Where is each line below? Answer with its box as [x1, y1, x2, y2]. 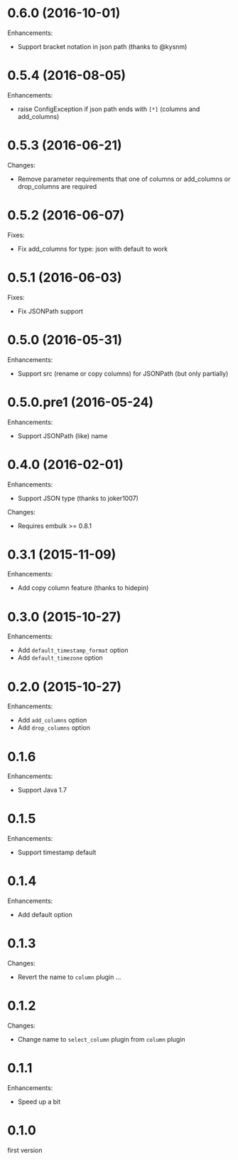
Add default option [17, 911, 73, 919]
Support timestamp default [17, 848, 97, 856]
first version [7, 1146, 43, 1154]
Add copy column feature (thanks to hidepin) [17, 584, 149, 592]
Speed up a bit [17, 1097, 61, 1106]
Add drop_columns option [17, 723, 90, 732]
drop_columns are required [17, 182, 97, 190]
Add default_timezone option [17, 653, 103, 662]
